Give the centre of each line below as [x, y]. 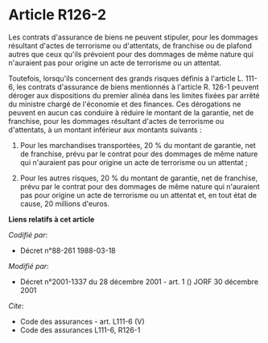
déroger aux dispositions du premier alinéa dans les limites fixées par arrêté [134, 95]
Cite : [16, 306]
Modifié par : [29, 266]
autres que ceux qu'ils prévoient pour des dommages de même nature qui [131, 54]
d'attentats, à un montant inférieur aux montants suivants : [105, 130]
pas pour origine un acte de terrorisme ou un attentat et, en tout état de [138, 195]
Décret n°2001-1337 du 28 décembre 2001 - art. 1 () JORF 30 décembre [139, 281]
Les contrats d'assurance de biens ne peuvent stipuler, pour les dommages [134, 37]
